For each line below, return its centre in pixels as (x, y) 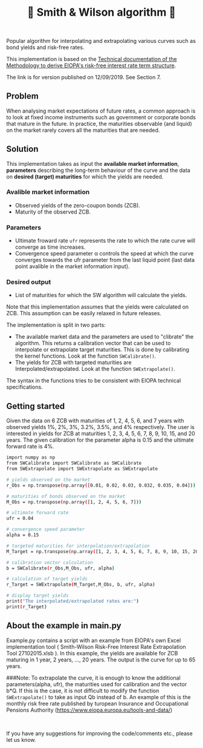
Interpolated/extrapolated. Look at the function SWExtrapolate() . (95, 369)
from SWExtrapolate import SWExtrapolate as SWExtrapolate (82, 469)
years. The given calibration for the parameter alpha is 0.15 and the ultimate (100, 440)
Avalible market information (48, 192)
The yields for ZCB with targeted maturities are (73, 363)
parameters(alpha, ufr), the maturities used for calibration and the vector (97, 684)
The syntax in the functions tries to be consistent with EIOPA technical (94, 381)
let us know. (21, 740)
